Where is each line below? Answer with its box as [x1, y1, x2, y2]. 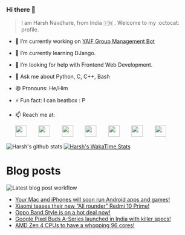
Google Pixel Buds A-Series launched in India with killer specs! [15, 215, 171, 223]
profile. [21, 26, 39, 33]
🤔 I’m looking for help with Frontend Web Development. [15, 61, 153, 68]
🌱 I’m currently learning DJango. [15, 50, 96, 57]
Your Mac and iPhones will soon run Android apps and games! [15, 196, 170, 204]
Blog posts [6, 164, 61, 178]
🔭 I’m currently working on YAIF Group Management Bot [15, 38, 155, 45]
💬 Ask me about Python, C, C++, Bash [15, 73, 110, 81]
